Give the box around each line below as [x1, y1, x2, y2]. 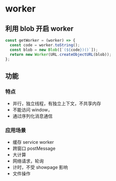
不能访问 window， [12, 107, 53, 113]
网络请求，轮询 [12, 158, 44, 164]
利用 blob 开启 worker [5, 24, 74, 33]
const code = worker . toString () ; [10, 42, 80, 48]
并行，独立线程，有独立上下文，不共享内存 [12, 101, 101, 107]
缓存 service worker [12, 139, 54, 145]
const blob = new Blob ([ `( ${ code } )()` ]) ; [10, 47, 98, 52]
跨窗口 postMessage [12, 145, 55, 151]
